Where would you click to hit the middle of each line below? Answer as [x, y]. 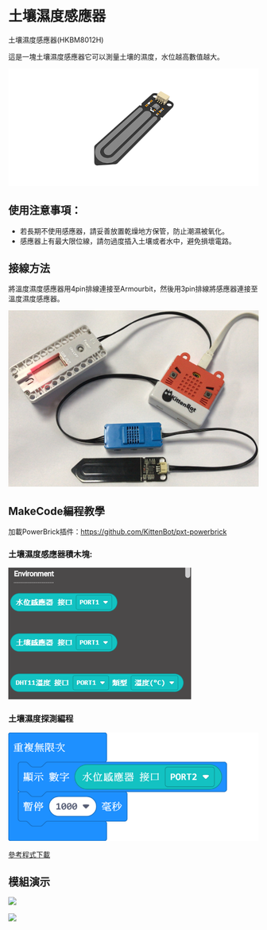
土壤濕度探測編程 [41, 719]
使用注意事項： [45, 210]
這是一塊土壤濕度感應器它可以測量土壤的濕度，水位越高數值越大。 [116, 56]
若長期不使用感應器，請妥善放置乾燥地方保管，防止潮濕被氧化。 [124, 231]
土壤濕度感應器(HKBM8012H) [56, 40]
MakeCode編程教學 [57, 511]
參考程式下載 [29, 854]
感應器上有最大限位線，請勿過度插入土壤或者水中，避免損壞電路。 [128, 241]
